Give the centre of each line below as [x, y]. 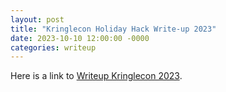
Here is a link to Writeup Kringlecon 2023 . [96, 76]
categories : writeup [53, 47]
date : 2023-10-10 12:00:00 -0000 [80, 38]
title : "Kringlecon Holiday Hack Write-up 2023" [113, 29]
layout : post [37, 19]
